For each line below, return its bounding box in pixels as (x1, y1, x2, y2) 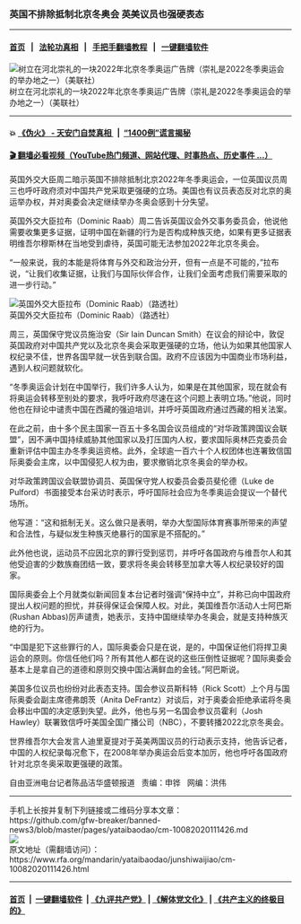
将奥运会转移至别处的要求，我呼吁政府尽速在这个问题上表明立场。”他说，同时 (9, 393, 292, 404)
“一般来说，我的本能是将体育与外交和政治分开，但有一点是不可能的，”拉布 (9, 257, 279, 268)
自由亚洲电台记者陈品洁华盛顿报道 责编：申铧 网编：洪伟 (9, 778, 227, 789)
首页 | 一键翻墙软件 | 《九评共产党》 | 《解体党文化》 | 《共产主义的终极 (9, 893, 278, 904)
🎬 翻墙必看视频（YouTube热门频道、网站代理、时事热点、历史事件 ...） (9, 150, 273, 161)
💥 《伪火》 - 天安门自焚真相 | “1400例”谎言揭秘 (9, 127, 191, 138)
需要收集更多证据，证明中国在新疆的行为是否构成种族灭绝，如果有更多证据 (9, 227, 284, 238)
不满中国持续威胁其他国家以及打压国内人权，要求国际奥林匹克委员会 (36, 434, 288, 445)
